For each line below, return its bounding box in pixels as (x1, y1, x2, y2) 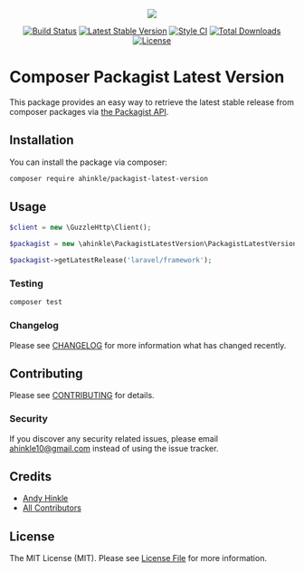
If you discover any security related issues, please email (9, 433, 219, 443)
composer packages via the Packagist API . (9, 106, 169, 117)
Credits (9, 469, 52, 484)
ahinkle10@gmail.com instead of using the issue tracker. (9, 443, 219, 453)
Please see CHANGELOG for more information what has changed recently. (9, 339, 287, 350)
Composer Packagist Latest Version (9, 67, 285, 88)
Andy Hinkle (22, 493, 69, 504)
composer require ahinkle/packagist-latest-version (9, 174, 208, 183)
